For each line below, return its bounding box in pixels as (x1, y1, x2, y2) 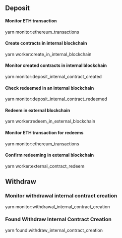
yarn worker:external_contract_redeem (5, 163, 85, 169)
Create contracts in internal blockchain (5, 40, 87, 46)
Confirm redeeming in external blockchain (5, 152, 94, 158)
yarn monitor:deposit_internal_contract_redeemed (5, 96, 108, 102)
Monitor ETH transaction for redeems (5, 130, 84, 135)
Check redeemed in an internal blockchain (5, 85, 94, 91)
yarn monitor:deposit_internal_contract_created (5, 74, 102, 79)
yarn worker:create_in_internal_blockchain (5, 51, 92, 57)
